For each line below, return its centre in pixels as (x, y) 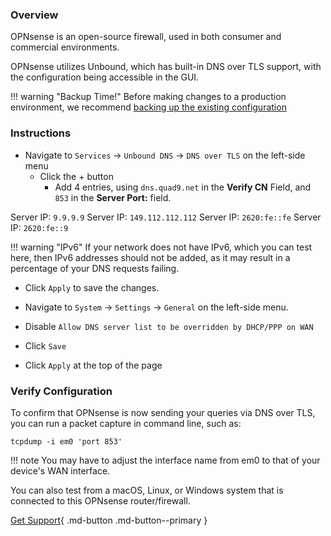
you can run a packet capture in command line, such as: (126, 423)
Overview (34, 15)
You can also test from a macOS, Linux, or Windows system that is (147, 490)
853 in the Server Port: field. (113, 197)
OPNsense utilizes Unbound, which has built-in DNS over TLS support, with (166, 67)
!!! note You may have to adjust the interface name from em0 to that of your (165, 460)
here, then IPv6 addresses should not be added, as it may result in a (150, 257)
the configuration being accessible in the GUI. (105, 77)
